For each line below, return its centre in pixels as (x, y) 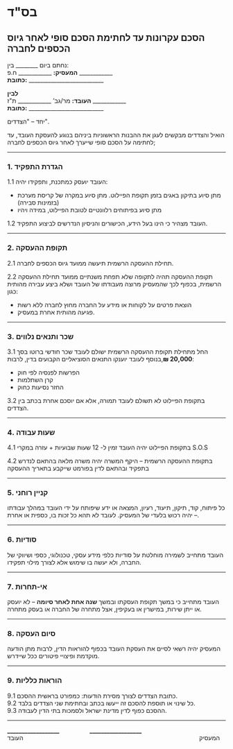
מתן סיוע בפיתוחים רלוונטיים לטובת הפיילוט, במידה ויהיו (89, 210)
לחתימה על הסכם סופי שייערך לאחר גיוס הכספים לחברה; (81, 142)
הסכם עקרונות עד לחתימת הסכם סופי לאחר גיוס (106, 38)
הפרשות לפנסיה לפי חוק (48, 372)
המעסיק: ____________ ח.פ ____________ (60, 72)
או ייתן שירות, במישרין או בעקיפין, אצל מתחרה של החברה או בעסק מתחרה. (105, 609)
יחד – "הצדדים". (28, 121)
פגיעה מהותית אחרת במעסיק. (56, 312)
